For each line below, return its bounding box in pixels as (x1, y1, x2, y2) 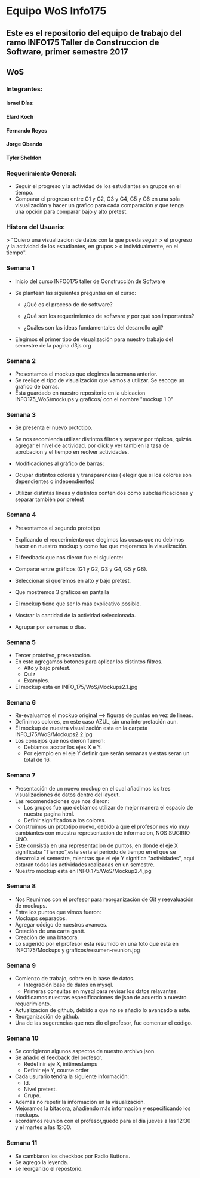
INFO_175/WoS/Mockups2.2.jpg (14, 731, 93, 738)
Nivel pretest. (23, 1085, 57, 1093)
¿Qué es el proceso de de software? (23, 300, 113, 308)
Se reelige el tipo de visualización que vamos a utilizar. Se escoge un (14, 377, 185, 384)
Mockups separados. (14, 915, 67, 922)
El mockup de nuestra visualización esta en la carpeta (14, 724, 148, 732)
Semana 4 (6, 510, 36, 519)
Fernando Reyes (6, 127, 48, 134)
